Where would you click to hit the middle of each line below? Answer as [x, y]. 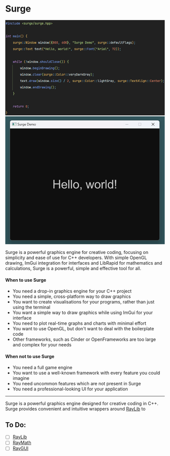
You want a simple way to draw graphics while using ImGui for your [83, 313]
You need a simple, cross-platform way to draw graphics [72, 296]
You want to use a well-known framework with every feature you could [86, 373]
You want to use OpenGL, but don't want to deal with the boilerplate [83, 329]
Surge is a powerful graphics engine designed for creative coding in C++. [82, 403]
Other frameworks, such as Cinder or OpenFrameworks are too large [84, 339]
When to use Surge [26, 280]
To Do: [16, 425]
